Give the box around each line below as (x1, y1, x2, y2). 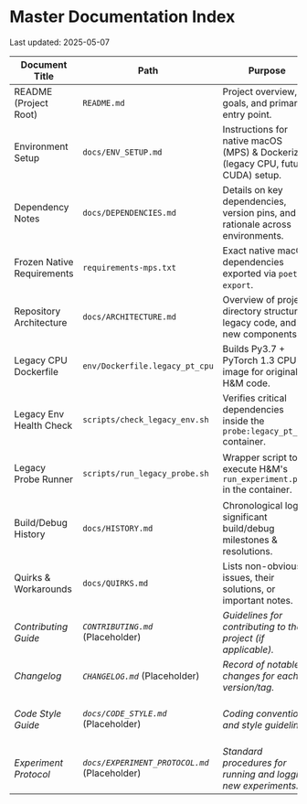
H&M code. (222, 377, 271, 390)
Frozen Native (14, 255, 74, 268)
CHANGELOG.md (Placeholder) (81, 670, 200, 682)
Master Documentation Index (9, 6, 236, 27)
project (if (222, 631, 265, 644)
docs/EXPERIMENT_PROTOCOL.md (81, 757, 209, 767)
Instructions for (222, 123, 289, 135)
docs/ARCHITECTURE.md (81, 311, 176, 322)
